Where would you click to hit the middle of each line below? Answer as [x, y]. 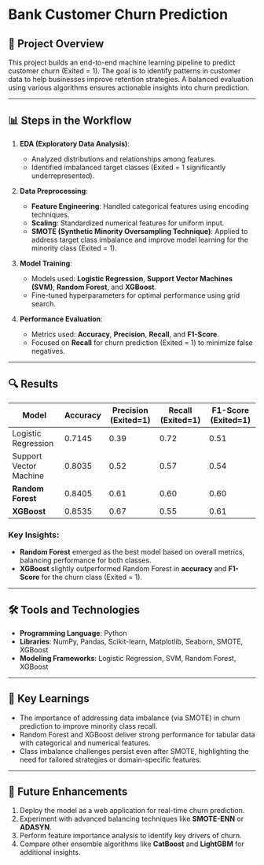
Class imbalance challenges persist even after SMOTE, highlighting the [134, 751]
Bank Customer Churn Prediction [118, 15]
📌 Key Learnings [49, 699]
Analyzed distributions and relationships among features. [123, 158]
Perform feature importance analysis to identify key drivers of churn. [130, 836]
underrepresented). [63, 176]
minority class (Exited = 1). [74, 248]
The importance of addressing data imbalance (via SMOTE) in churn [130, 718]
